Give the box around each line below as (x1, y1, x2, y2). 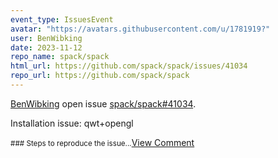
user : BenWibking (10, 33, 83, 43)
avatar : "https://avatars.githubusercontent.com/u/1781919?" (10, 24, 271, 34)
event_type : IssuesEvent (10, 14, 114, 25)
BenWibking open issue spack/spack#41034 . (10, 97, 197, 110)
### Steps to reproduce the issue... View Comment (10, 136, 195, 148)
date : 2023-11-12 (10, 42, 83, 53)
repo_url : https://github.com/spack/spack (10, 71, 190, 81)
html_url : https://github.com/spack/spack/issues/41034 (10, 61, 248, 71)
